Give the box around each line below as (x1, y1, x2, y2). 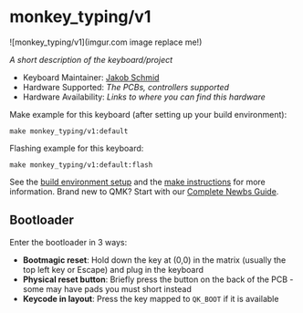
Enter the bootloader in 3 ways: (9, 236, 128, 247)
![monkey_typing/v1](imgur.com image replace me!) (9, 37, 203, 47)
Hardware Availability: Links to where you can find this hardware (22, 91, 266, 102)
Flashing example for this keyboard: (9, 142, 144, 153)
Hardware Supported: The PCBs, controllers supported (22, 81, 230, 92)
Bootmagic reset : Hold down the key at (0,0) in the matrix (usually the (22, 254, 287, 266)
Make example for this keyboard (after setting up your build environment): (9, 109, 287, 120)
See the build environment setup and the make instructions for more (9, 176, 266, 187)
